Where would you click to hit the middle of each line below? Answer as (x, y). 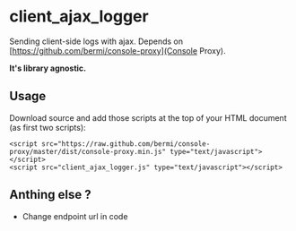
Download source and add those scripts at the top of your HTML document (148, 117)
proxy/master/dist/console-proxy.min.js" (88, 151)
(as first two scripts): (48, 127)
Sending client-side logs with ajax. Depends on (96, 41)
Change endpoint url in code (75, 216)
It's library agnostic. (48, 68)
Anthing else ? (50, 195)
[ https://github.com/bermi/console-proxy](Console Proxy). (118, 50)
